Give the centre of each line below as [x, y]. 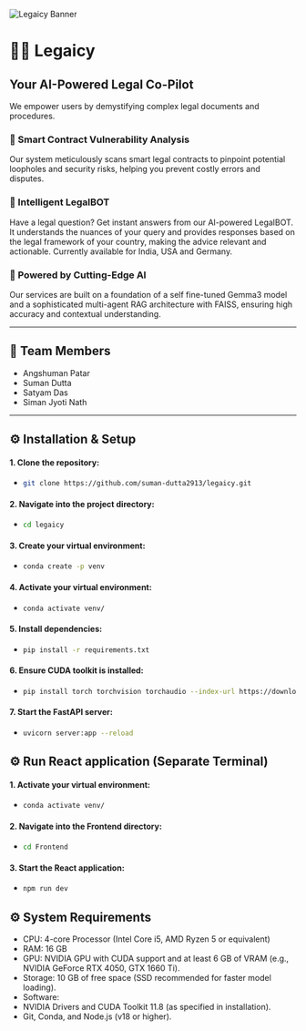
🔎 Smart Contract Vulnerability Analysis [99, 139]
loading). [39, 987]
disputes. [27, 179]
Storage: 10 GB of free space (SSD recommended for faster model [147, 978]
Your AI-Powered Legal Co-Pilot [102, 84]
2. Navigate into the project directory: [82, 504]
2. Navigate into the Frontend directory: [86, 826]
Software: [41, 997]
